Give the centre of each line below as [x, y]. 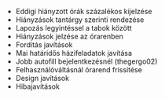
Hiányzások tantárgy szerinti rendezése [80, 20]
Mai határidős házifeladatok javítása [73, 53]
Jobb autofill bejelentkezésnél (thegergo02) [86, 61]
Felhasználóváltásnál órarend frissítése [79, 70]
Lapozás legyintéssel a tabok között [73, 28]
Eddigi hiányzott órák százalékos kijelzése [84, 11]
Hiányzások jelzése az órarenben [70, 36]
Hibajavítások [38, 86]
